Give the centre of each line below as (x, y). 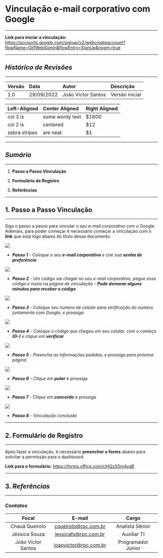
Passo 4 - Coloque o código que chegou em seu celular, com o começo (84, 331)
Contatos (16, 506)
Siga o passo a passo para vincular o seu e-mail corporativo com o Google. (80, 226)
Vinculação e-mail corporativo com (78, 9)
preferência (24, 260)
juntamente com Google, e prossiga (48, 313)
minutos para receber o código (44, 289)
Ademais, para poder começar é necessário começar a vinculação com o (78, 231)
